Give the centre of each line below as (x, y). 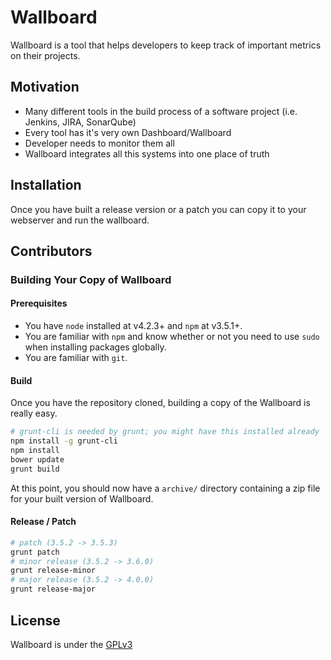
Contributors (51, 251)
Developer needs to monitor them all (99, 143)
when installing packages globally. (95, 347)
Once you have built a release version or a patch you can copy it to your (158, 209)
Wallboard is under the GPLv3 (71, 644)
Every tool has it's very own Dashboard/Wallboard (128, 132)
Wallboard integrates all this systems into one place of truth (147, 153)
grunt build (35, 469)
